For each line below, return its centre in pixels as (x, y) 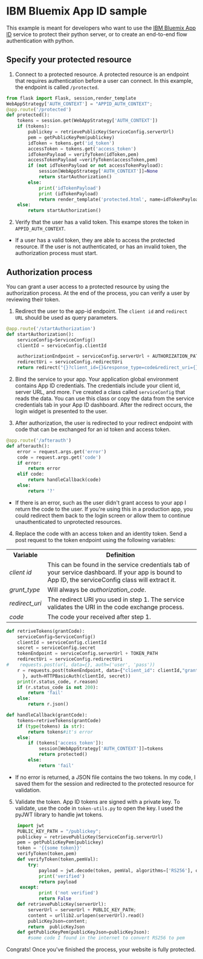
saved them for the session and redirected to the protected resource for (105, 783)
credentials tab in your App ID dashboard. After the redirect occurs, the (104, 405)
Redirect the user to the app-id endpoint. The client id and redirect (101, 311)
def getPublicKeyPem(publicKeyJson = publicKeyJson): (83, 932)
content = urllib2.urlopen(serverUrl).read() (86, 915)
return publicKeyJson (56, 927)
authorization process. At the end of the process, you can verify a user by (98, 293)
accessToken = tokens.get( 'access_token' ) (82, 149)
